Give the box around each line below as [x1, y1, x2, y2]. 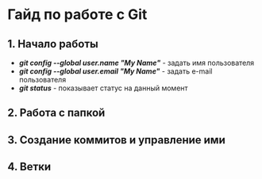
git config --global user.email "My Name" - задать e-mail [18, 67, 213, 76]
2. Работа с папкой [7, 106, 106, 120]
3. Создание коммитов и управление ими [7, 133, 225, 147]
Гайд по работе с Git [7, 6, 148, 24]
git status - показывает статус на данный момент [18, 83, 188, 93]
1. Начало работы [7, 37, 98, 51]
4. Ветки [7, 160, 52, 173]
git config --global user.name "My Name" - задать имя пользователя [18, 58, 255, 67]
